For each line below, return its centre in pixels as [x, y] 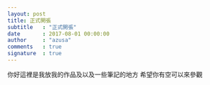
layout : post [27, 14]
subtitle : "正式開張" [42, 27]
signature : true [35, 54]
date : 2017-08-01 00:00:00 [59, 34]
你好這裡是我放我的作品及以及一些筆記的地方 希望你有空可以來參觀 [105, 74]
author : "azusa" [40, 40]
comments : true [35, 47]
